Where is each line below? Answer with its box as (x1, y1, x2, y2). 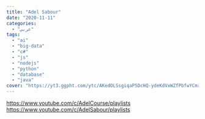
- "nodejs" (12, 60, 40, 66)
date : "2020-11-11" (6, 15, 56, 21)
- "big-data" (12, 43, 45, 49)
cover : (6, 83, 23, 89)
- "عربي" (12, 26, 34, 32)
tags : (6, 32, 20, 38)
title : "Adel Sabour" (6, 9, 62, 15)
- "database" (12, 71, 45, 78)
